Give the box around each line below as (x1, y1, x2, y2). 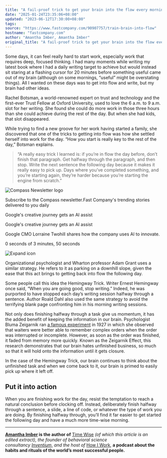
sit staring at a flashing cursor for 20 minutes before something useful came (5, 69, 161, 75)
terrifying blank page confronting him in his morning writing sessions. (5, 301, 148, 307)
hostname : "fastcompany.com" (5, 30, 66, 35)
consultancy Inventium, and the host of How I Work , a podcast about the (5, 442, 155, 448)
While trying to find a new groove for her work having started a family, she (5, 125, 158, 131)
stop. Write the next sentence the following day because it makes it (17, 161, 155, 167)
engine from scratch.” (17, 177, 62, 183)
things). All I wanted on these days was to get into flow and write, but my (5, 80, 154, 86)
